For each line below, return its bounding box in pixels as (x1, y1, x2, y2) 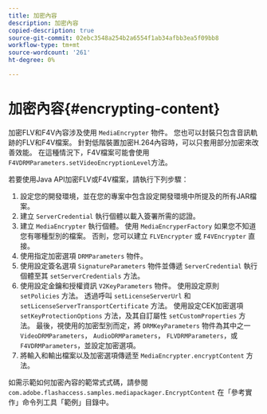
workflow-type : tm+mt (8, 41, 80, 49)
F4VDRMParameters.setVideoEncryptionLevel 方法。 (8, 157, 173, 167)
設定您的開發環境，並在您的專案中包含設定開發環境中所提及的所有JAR (19, 191, 250, 201)
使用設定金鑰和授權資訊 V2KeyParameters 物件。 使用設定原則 (19, 280, 219, 291)
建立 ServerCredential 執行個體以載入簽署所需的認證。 (19, 211, 201, 221)
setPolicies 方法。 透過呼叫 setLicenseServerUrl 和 (19, 291, 191, 300)
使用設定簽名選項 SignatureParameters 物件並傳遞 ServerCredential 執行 (19, 260, 258, 271)
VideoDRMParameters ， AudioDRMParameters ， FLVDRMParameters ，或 (19, 330, 238, 340)
